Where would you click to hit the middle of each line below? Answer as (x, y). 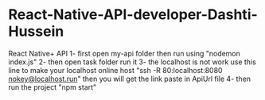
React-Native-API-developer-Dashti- (133, 15)
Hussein (36, 31)
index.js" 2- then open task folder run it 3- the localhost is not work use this (132, 62)
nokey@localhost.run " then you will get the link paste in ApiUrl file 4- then (130, 79)
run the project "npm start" (53, 87)
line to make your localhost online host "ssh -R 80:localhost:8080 (115, 70)
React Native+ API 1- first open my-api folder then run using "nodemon (125, 53)
